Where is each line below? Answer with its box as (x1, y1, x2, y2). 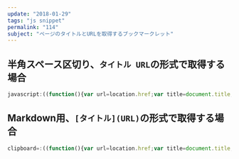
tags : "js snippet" (7, 17, 65, 24)
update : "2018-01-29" (7, 10, 72, 18)
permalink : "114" (7, 23, 59, 31)
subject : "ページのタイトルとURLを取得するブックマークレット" (7, 30, 174, 38)
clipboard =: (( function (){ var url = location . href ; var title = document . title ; (7, 145, 234, 152)
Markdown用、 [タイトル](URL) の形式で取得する (7, 112, 215, 124)
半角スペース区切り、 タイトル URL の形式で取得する (7, 58, 225, 70)
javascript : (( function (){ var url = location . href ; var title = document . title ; (7, 91, 234, 98)
